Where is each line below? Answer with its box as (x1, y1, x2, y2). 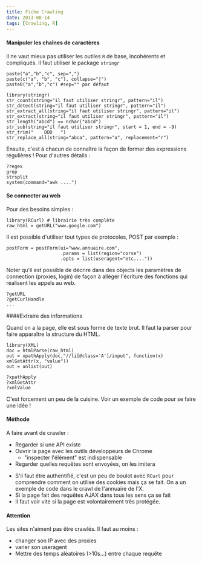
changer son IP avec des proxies (15, 537, 97, 544)
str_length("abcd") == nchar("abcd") (6, 118, 102, 125)
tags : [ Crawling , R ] (6, 20, 59, 26)
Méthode (6, 415, 30, 423)
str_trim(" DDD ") (6, 129, 67, 135)
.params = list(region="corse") (60, 250, 142, 256)
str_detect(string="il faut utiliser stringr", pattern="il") (6, 103, 166, 109)
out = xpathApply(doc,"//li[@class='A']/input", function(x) (6, 353, 164, 359)
